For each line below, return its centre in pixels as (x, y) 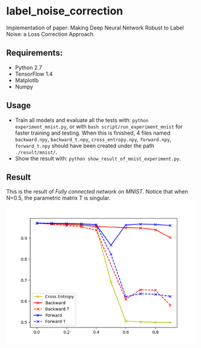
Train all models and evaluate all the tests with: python (82, 120)
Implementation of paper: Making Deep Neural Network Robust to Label (95, 28)
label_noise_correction (65, 11)
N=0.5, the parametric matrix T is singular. (58, 198)
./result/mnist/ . (36, 152)
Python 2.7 (28, 67)
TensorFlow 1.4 (34, 74)
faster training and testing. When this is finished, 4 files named (92, 133)
